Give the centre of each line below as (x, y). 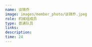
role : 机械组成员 (21, 19)
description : (19, 32)
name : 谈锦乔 (17, 10)
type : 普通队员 (19, 23)
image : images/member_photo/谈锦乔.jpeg (46, 14)
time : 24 (14, 37)
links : (12, 28)
